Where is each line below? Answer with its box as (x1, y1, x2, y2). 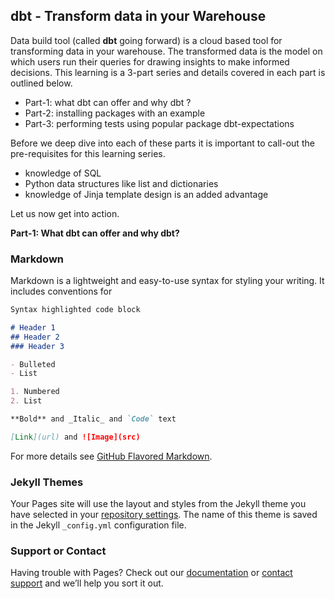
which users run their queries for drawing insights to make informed (10, 55, 290, 68)
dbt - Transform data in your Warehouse (10, 8, 267, 25)
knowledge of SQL (24, 167, 102, 179)
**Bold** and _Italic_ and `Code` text (10, 414, 177, 424)
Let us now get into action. (10, 207, 120, 219)
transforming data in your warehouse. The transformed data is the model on (10, 45, 323, 57)
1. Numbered (10, 387, 60, 397)
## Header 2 (10, 332, 60, 342)
